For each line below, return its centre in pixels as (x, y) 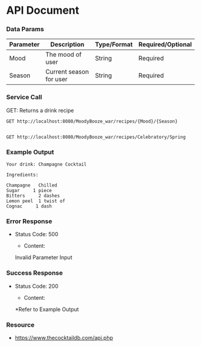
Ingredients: (22, 175)
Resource (20, 325)
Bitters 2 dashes (33, 196)
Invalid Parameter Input (44, 257)
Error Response (29, 221)
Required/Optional (165, 44)
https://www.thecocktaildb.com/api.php (64, 337)
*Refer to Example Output (47, 309)
